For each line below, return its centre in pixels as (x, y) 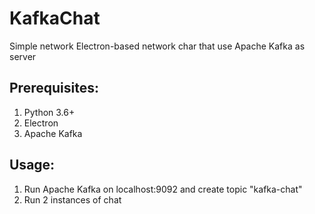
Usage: (32, 165)
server (23, 56)
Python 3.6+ (49, 112)
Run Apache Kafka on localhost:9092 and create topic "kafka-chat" (163, 189)
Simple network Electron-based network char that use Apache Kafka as (157, 46)
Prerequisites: (54, 88)
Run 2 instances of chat (72, 199)
